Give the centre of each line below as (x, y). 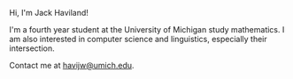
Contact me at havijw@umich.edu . (72, 65)
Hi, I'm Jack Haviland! (49, 13)
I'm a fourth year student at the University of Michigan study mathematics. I (147, 29)
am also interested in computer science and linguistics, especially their (138, 39)
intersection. (32, 48)
